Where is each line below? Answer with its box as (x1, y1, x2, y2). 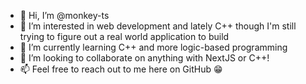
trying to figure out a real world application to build (19, 31, 230, 42)
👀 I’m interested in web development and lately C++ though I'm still (19, 20, 297, 32)
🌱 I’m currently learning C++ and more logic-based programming (19, 41, 288, 53)
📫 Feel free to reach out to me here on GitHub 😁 (19, 63, 223, 75)
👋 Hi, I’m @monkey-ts (19, 10, 110, 21)
